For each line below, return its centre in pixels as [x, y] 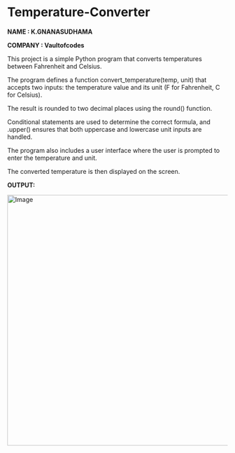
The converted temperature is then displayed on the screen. [94, 171]
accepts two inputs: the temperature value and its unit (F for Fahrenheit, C [114, 87]
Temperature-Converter [79, 12]
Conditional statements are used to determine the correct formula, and [109, 122]
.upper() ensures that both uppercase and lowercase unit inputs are [105, 129]
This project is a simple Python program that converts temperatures [105, 59]
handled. [20, 137]
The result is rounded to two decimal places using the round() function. [110, 108]
